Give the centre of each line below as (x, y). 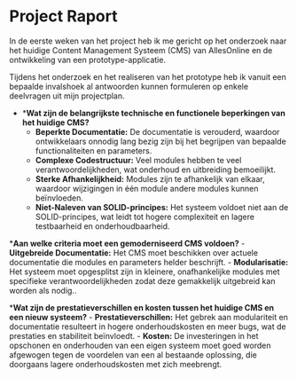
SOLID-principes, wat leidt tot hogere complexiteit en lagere (145, 217)
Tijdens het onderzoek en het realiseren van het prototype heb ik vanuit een (148, 76)
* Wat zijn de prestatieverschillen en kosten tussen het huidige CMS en (142, 307)
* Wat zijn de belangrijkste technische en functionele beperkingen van (153, 113)
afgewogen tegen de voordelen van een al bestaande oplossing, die (133, 354)
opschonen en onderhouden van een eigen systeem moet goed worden (140, 345)
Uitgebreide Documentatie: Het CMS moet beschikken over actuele (134, 252)
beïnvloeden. (59, 198)
